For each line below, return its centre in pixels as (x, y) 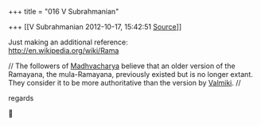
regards (21, 98)
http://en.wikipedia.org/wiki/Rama (64, 50)
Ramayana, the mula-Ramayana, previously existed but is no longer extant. (130, 74)
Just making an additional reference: (68, 42)
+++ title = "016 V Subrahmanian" (64, 11)
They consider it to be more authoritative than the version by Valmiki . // (125, 83)
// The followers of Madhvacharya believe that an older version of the (122, 66)
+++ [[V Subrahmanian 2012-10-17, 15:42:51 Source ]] (95, 27)
